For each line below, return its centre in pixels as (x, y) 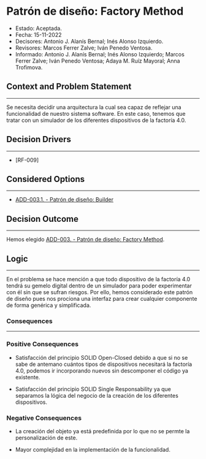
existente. (28, 377)
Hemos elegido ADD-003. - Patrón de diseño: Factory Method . (86, 240)
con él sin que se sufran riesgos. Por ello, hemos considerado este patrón (100, 292)
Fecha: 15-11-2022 (39, 34)
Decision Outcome (42, 219)
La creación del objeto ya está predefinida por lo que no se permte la (102, 431)
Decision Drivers (39, 139)
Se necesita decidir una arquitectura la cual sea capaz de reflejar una (94, 107)
